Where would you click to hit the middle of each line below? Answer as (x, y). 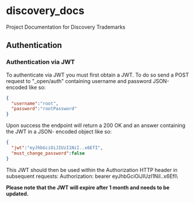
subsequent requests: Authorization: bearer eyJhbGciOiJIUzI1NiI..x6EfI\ (92, 176)
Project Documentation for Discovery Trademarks (66, 27)
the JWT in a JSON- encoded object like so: (59, 132)
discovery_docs (45, 11)
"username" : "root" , (35, 104)
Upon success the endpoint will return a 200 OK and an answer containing (96, 125)
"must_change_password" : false (48, 153)
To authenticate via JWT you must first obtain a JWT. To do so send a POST (98, 75)
